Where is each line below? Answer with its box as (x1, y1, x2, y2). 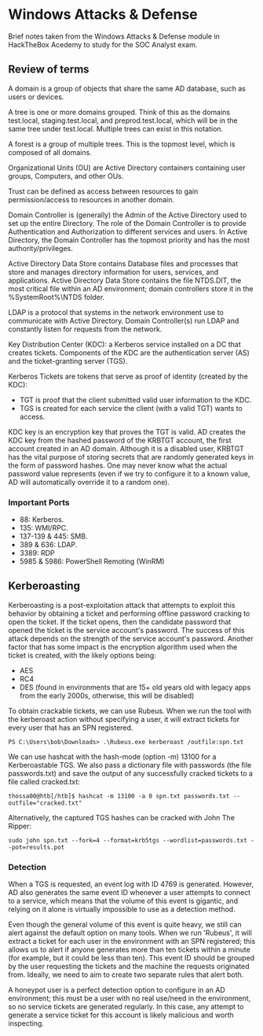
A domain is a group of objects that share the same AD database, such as (8, 83, 246, 93)
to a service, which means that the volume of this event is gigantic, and (8, 896, 239, 906)
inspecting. (8, 1019, 45, 1028)
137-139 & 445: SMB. (19, 531, 88, 541)
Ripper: (8, 821, 32, 831)
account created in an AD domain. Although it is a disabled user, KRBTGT (8, 443, 245, 453)
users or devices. (8, 92, 64, 102)
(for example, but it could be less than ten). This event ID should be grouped (8, 953, 255, 963)
